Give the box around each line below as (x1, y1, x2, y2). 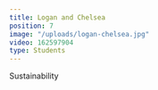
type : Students (9, 46, 66, 55)
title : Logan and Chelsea (9, 12, 105, 22)
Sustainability (9, 70, 60, 81)
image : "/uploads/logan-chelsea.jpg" (9, 29, 150, 38)
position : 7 (9, 21, 54, 30)
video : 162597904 (9, 37, 74, 47)
